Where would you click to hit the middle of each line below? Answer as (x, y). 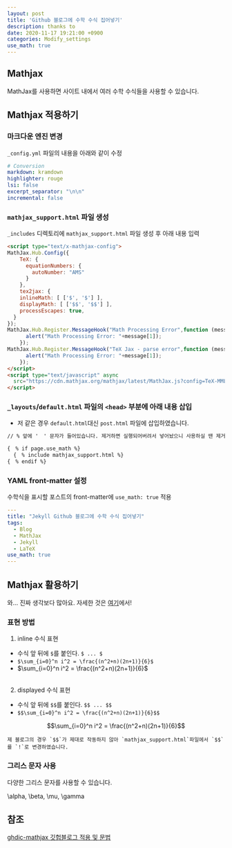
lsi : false (23, 185)
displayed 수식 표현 (44, 690)
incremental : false (35, 198)
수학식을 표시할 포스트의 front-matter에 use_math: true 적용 (89, 497)
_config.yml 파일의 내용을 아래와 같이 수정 (65, 153)
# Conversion (26, 166)
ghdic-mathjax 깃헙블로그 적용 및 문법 (59, 838)
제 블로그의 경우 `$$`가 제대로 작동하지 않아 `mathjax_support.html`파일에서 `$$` (116, 740)
